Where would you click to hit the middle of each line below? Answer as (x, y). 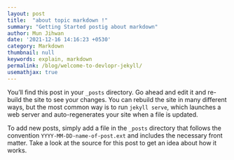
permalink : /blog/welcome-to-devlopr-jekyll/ (75, 66)
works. (17, 150)
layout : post (26, 14)
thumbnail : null (31, 53)
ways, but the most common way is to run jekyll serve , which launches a (114, 107)
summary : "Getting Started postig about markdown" (83, 27)
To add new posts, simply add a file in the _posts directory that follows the (115, 128)
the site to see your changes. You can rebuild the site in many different (125, 99)
